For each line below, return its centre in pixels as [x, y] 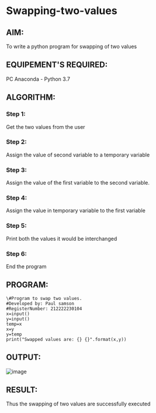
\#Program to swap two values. [44, 298]
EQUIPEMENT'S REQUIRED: [57, 65]
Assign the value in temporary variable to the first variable [76, 211]
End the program [26, 266]
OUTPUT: [23, 358]
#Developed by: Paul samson [40, 303]
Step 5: [17, 226]
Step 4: [17, 198]
